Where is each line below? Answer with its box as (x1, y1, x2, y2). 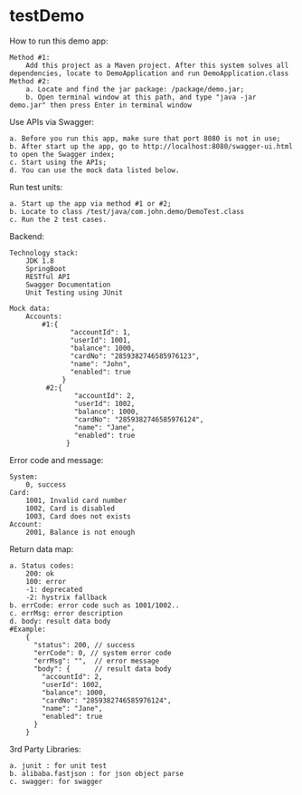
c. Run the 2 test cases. (9, 215, 107, 224)
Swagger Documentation (25, 280, 111, 289)
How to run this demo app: (9, 35, 109, 46)
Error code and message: (9, 454, 104, 465)
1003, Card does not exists (25, 511, 131, 521)
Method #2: (9, 76, 51, 86)
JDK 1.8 (25, 256, 54, 266)
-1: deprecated (25, 585, 83, 594)
